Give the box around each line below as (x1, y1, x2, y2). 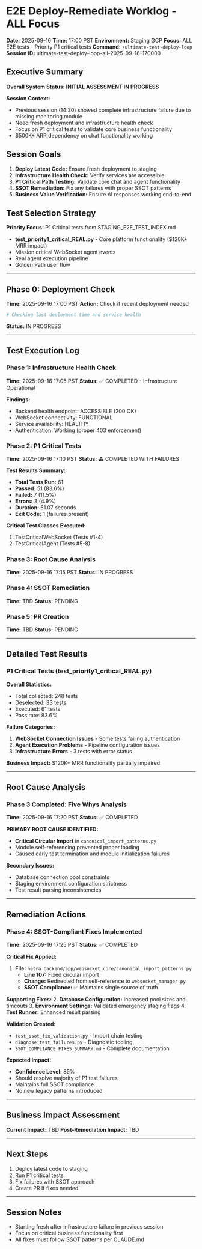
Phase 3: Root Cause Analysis (6, 555, 96, 563)
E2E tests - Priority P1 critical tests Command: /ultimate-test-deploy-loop (6, 43, 192, 50)
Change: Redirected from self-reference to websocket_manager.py (23, 977, 186, 985)
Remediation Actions (6, 909, 86, 920)
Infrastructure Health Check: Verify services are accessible (14, 171, 165, 178)
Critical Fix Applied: (6, 953, 57, 960)
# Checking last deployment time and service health (6, 312, 141, 318)
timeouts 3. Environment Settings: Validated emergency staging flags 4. (6, 1002, 186, 1009)
